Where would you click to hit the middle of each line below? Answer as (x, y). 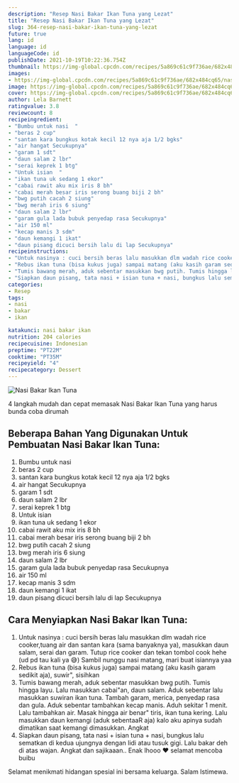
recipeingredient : (35, 119)
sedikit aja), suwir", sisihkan (59, 674)
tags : (16, 298)
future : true (27, 34)
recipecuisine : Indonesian (48, 344)
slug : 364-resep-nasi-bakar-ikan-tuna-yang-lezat (83, 27)
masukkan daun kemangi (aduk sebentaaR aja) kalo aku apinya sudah (120, 720)
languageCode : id (34, 54)
